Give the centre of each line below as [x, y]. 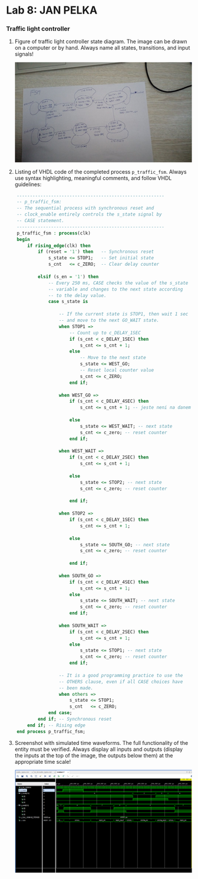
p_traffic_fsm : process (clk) [54, 233]
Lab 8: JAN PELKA [52, 10]
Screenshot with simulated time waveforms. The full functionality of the [101, 743]
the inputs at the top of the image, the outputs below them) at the [94, 755]
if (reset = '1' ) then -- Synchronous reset [96, 252]
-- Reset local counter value [117, 370]
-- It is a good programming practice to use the [121, 675]
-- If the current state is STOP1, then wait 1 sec [123, 314]
